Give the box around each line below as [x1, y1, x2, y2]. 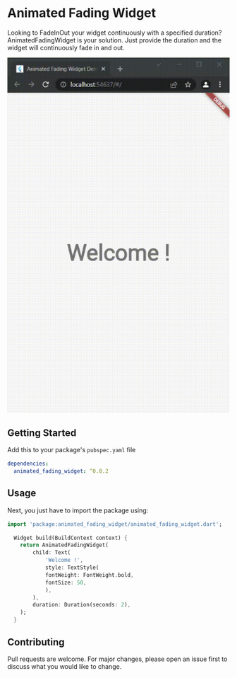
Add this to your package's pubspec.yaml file [7, 446, 136, 454]
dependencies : [7, 460, 49, 468]
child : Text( [32, 549, 71, 556]
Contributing [7, 636, 65, 648]
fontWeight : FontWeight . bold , [44, 571, 134, 578]
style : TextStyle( [44, 564, 99, 571]
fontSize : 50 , [44, 579, 87, 586]
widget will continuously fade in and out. [7, 43, 125, 52]
